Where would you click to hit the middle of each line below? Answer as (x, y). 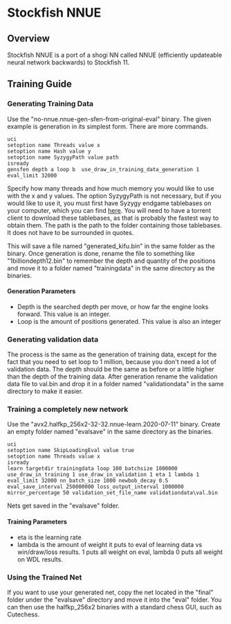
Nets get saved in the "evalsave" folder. (63, 506)
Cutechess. (24, 614)
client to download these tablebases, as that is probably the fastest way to (113, 218)
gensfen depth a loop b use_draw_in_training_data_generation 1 (103, 169)
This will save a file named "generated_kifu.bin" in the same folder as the (111, 246)
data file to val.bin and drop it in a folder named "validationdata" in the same (115, 384)
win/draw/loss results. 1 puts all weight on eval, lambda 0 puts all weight (120, 552)
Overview (29, 38)
